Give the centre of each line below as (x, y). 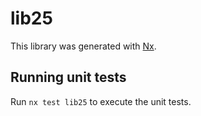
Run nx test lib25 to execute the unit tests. (101, 101)
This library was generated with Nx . (83, 46)
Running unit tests (68, 77)
